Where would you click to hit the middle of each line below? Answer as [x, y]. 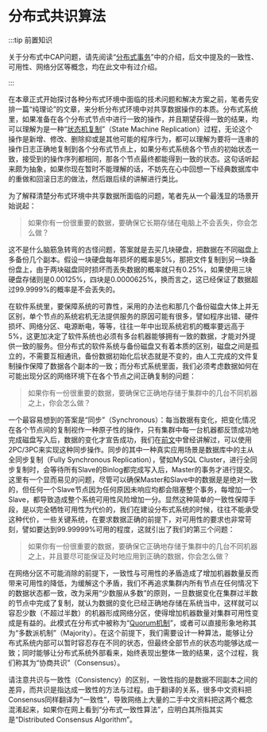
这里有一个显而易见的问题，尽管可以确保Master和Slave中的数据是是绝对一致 [133, 480]
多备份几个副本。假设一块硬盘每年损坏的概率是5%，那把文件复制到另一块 [129, 259]
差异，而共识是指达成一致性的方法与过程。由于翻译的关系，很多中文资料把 [130, 689]
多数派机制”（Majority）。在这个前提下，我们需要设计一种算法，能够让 [133, 632]
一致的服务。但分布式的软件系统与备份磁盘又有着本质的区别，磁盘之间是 [133, 346]
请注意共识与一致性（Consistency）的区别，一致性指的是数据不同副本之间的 [133, 679]
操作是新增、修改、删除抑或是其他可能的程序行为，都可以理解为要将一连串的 [133, 139]
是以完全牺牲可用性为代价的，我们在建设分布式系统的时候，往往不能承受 [140, 509]
